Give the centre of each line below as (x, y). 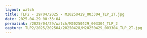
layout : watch (20, 10)
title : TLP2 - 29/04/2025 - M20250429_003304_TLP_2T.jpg (65, 14)
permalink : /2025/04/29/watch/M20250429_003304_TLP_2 (62, 23)
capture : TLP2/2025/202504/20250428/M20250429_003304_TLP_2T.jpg (73, 28)
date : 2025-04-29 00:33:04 (33, 19)
